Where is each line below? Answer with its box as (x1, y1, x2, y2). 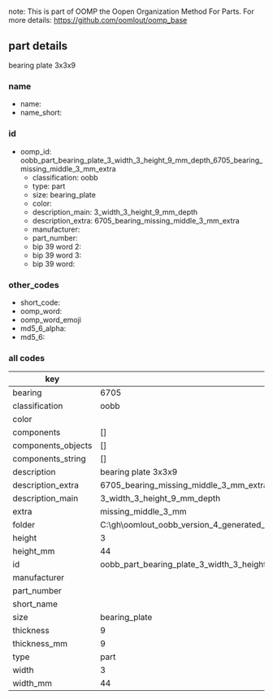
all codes (8, 352, 45, 363)
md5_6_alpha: (19, 323, 67, 333)
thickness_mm (12, 638, 68, 649)
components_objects (12, 440, 93, 451)
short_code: (19, 297, 61, 307)
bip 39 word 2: (32, 241, 82, 251)
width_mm (12, 678, 53, 689)
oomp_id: (19, 146, 52, 156)
